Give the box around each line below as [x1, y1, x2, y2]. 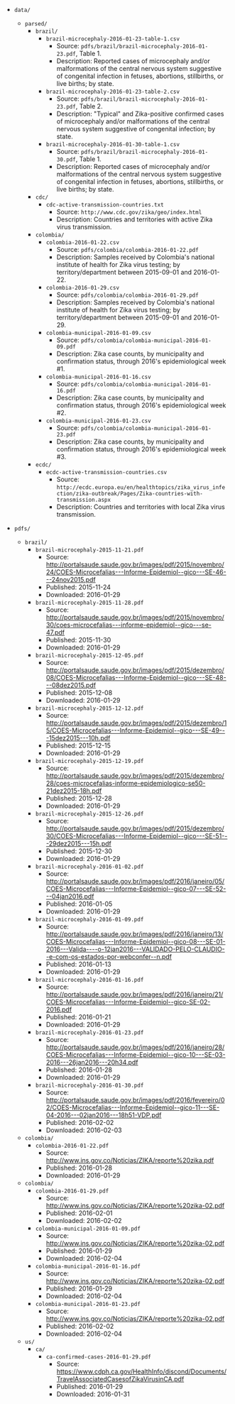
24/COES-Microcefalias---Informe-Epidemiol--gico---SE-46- [45, 568, 226, 576]
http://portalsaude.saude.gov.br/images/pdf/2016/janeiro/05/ [45, 877, 225, 885]
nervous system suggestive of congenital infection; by [56, 125, 215, 133]
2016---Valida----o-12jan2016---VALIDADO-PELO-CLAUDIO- [45, 945, 225, 953]
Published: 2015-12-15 [45, 741, 111, 750]
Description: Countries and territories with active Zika [56, 215, 213, 224]
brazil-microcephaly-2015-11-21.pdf [35, 547, 144, 554]
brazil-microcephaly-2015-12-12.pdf [35, 705, 144, 712]
